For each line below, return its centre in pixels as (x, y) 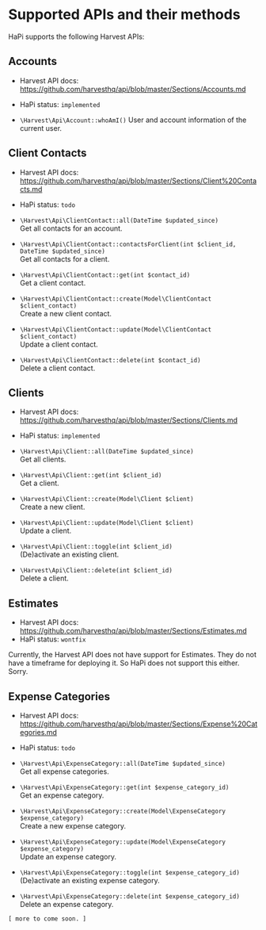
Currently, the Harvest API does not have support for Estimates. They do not (133, 655)
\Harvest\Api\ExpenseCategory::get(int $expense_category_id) (124, 787)
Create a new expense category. (73, 826)
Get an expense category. (62, 795)
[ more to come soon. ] (47, 919)
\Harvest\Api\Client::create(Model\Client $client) (106, 499)
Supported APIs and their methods (124, 15)
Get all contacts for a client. (65, 258)
